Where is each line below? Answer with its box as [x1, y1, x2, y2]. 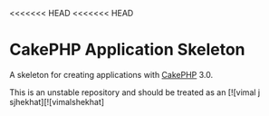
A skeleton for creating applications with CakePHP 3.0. [9, 69, 214, 80]
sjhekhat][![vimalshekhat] [9, 96, 105, 107]
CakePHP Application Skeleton [9, 40, 246, 60]
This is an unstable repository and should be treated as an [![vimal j [9, 86, 261, 98]
